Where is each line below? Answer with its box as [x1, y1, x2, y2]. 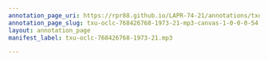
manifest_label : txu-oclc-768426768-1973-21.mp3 [8, 33, 173, 42]
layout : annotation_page [8, 26, 91, 34]
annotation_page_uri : [8, 11, 81, 20]
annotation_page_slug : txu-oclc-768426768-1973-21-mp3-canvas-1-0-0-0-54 [8, 19, 259, 27]
